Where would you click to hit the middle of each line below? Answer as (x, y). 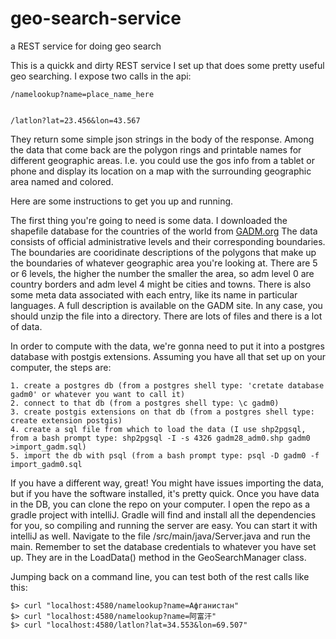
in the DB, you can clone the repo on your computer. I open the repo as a (160, 504)
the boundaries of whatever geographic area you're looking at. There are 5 (164, 263)
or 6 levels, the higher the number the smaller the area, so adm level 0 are (162, 273)
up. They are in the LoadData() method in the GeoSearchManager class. (158, 557)
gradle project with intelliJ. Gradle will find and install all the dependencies (163, 514)
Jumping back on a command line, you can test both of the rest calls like (160, 576)
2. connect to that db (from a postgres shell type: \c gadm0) (145, 403)
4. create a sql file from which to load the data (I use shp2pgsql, (158, 429)
